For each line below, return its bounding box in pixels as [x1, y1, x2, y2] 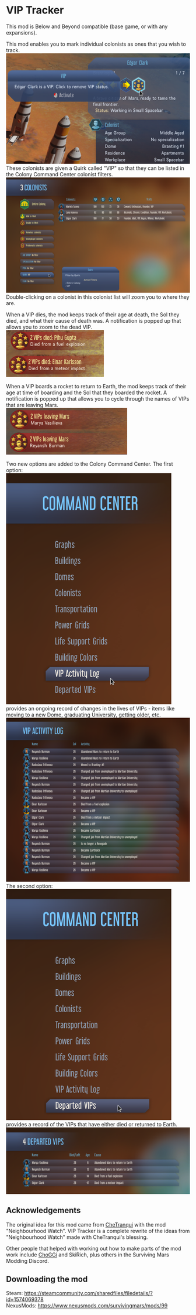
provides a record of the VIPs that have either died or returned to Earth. [6, 1121, 177, 1128]
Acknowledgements [6, 1205, 81, 1215]
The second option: [6, 882, 53, 889]
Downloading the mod [6, 1275, 88, 1285]
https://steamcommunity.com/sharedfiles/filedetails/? [24, 1290, 153, 1297]
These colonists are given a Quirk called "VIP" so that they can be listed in [6, 165, 185, 172]
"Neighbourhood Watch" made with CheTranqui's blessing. [6, 1234, 148, 1241]
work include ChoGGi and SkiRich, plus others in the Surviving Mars [6, 1251, 169, 1258]
